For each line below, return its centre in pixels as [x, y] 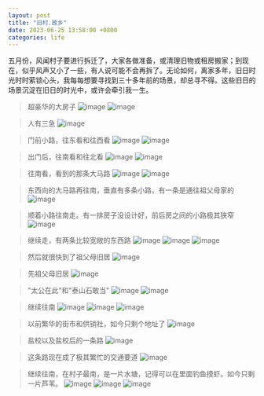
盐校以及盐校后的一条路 [65, 341]
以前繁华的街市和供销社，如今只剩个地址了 [96, 324]
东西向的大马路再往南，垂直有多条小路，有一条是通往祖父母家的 [130, 190]
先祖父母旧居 [48, 274]
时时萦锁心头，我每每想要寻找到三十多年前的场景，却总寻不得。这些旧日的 [135, 80]
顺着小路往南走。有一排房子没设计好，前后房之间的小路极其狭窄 [130, 215]
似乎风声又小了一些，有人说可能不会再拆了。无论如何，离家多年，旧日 [135, 71]
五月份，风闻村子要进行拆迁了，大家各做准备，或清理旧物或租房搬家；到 [125, 60]
